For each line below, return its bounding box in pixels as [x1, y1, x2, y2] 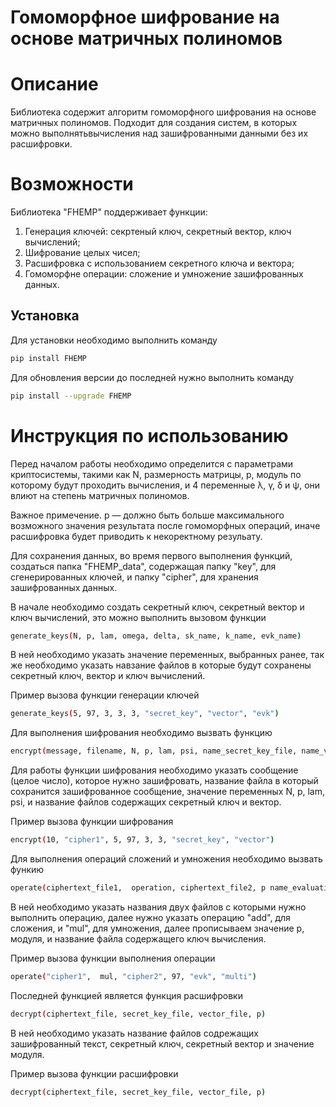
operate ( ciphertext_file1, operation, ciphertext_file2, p [10, 883, 267, 893]
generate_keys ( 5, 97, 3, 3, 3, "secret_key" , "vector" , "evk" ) [10, 709, 280, 719]
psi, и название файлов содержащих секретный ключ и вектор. [10, 796, 282, 808]
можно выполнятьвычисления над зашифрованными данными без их [10, 127, 309, 140]
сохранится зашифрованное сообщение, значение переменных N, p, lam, [10, 786, 326, 798]
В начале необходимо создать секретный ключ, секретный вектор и [10, 601, 305, 613]
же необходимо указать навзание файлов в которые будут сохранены [10, 659, 312, 671]
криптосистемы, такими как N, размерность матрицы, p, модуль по [10, 468, 302, 480]
